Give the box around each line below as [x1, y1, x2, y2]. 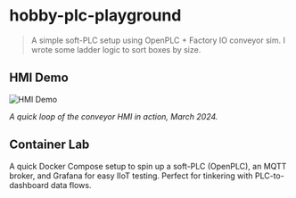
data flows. [50, 179, 92, 190]
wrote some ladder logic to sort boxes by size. [30, 44, 201, 54]
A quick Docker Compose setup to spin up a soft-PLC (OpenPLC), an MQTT [9, 161, 287, 171]
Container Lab [9, 137, 90, 153]
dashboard [9, 179, 49, 190]
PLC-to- [254, 170, 285, 181]
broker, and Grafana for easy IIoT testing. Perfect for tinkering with [9, 170, 253, 181]
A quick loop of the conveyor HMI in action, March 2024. [9, 111, 218, 121]
